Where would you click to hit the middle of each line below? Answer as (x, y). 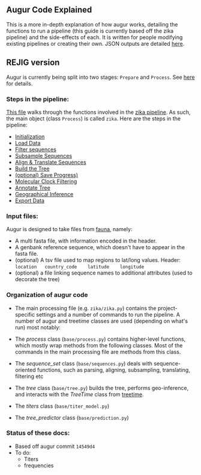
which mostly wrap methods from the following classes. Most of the (99, 345)
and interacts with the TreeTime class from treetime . (79, 394)
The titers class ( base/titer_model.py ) (62, 406)
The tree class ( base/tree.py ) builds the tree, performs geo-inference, (102, 388)
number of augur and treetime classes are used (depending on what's (101, 321)
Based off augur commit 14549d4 (55, 446)
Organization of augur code (47, 295)
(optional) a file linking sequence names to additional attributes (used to (104, 273)
